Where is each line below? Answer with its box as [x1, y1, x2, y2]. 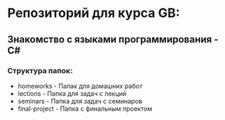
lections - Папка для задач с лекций [17, 89, 126, 97]
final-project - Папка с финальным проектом [17, 104, 153, 113]
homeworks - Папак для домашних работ [17, 82, 143, 90]
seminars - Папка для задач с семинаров [17, 97, 143, 105]
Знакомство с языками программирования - [7, 33, 219, 45]
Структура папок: [7, 65, 73, 75]
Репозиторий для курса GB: [7, 5, 180, 21]
